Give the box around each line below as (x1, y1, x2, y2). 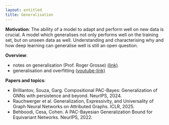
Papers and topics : (5, 77, 46, 83)
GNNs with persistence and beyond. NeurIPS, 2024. (12, 92, 122, 99)
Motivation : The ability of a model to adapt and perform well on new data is (5, 26, 164, 32)
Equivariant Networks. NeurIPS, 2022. (12, 114, 93, 120)
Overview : (5, 52, 28, 58)
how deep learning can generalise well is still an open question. (5, 42, 138, 48)
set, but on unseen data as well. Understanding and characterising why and (5, 37, 164, 43)
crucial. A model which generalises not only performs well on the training (5, 32, 159, 38)
